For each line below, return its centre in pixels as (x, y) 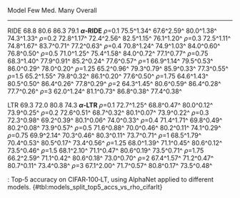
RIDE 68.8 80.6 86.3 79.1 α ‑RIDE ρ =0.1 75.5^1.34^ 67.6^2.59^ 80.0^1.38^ (112, 31)
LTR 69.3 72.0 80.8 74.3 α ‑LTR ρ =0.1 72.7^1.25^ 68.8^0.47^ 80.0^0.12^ (110, 105)
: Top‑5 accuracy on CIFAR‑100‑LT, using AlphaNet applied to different (111, 179)
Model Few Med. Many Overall (52, 10)
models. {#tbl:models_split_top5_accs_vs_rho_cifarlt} (85, 187)
